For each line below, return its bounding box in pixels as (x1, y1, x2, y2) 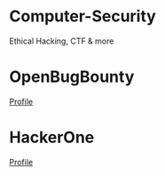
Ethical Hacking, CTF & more (9, 36, 114, 46)
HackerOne (9, 127, 95, 148)
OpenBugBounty (9, 67, 135, 87)
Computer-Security (9, 6, 157, 27)
